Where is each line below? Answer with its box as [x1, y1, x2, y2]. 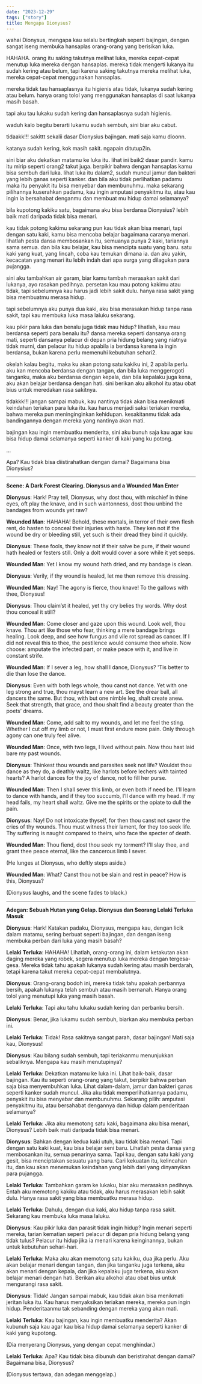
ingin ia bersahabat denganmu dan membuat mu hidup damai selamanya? [6, 195, 189, 202]
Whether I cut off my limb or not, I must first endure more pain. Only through [6, 726, 195, 733]
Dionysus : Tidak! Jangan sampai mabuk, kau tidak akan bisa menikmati [6, 1292, 184, 1300]
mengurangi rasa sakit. [6, 1281, 63, 1288]
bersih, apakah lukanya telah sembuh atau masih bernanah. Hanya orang [6, 986, 187, 993]
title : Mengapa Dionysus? [6, 20, 71, 26]
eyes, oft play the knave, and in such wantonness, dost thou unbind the [6, 500, 183, 507]
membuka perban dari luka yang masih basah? [6, 937, 122, 945]
